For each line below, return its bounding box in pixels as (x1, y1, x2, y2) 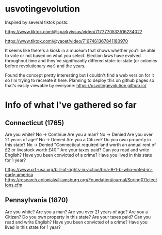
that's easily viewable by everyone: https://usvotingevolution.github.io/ (5, 82, 146, 88)
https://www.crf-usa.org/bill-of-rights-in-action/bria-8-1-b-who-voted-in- (5, 166, 153, 172)
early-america (5, 172, 33, 177)
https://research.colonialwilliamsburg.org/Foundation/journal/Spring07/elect (5, 176, 157, 182)
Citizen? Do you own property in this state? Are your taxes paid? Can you (5, 214, 151, 220)
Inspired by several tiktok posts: (5, 19, 69, 25)
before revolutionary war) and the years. (5, 63, 86, 69)
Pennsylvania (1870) (5, 196, 68, 204)
